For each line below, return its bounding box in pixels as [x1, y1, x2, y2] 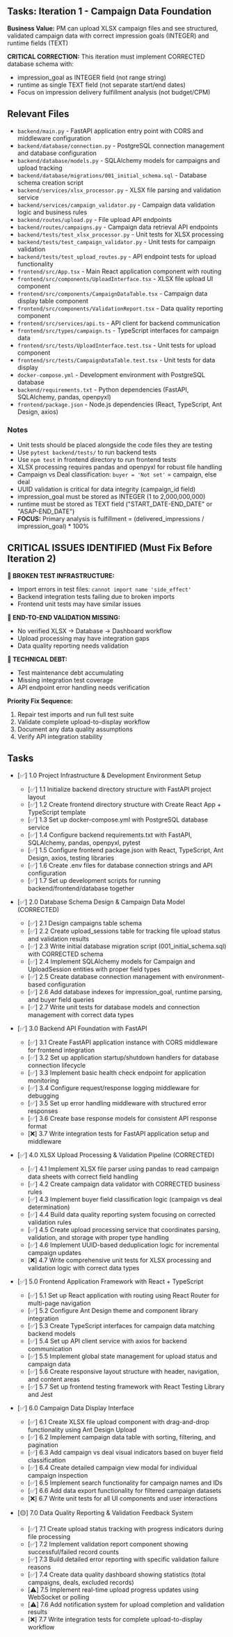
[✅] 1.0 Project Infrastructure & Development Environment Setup [17, 771, 202, 779]
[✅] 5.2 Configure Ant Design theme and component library [27, 1306, 198, 1314]
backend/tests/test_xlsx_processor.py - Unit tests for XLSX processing [17, 230, 224, 239]
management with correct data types [27, 1010, 134, 1019]
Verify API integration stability [17, 732, 103, 740]
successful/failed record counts [27, 1547, 120, 1556]
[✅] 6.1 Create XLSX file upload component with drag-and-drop [27, 1417, 210, 1426]
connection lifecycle [27, 1061, 86, 1069]
